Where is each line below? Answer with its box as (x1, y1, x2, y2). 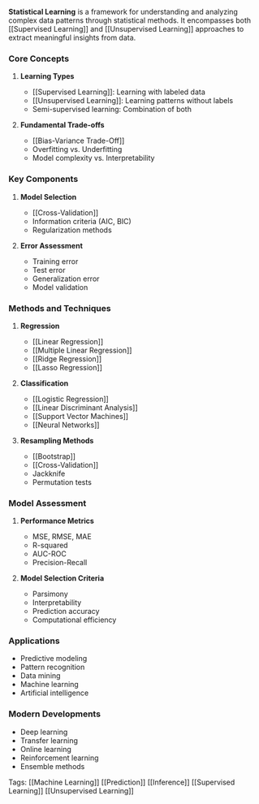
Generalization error (32, 274, 100, 283)
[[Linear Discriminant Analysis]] (32, 402, 138, 413)
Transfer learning (19, 735, 79, 746)
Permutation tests (32, 477, 92, 486)
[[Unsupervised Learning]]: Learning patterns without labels (32, 96, 234, 106)
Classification (19, 378, 69, 388)
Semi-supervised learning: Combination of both (32, 105, 192, 115)
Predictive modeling (19, 654, 88, 664)
